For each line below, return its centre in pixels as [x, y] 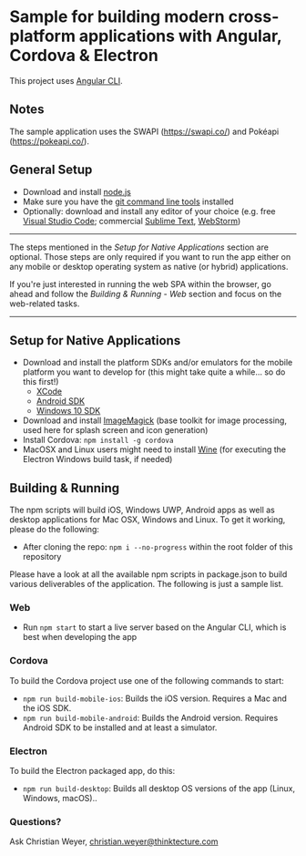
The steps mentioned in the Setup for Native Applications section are [139, 247]
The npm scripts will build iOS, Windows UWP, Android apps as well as [142, 510]
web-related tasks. [45, 304]
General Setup [51, 170]
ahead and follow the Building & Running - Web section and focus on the [146, 294]
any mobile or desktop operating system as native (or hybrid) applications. [149, 266]
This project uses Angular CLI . [66, 80]
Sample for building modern [117, 17]
